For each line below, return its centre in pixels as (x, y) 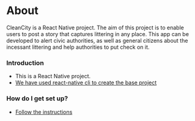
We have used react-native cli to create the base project (86, 82)
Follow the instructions (44, 112)
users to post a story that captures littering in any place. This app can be (98, 34)
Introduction (25, 63)
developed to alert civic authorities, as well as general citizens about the (97, 40)
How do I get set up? (37, 98)
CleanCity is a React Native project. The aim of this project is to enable (95, 28)
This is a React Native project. (53, 76)
